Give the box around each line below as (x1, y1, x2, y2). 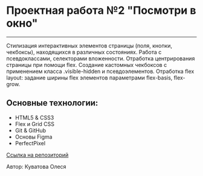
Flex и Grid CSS (14, 120, 55, 127)
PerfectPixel (14, 139, 46, 146)
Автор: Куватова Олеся (6, 163, 66, 170)
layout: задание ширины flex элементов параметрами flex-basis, (6, 74, 173, 81)
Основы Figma (14, 133, 53, 140)
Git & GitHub (14, 127, 47, 134)
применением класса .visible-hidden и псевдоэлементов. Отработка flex (6, 68, 195, 75)
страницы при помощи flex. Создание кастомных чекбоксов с (6, 61, 167, 68)
